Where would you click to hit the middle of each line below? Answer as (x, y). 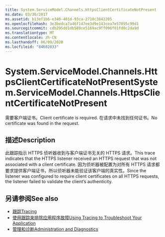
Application (24, 223)
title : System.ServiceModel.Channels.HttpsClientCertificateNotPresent (81, 10)
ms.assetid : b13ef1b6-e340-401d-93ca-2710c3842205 (59, 19)
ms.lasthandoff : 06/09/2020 (34, 42)
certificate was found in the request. (42, 123)
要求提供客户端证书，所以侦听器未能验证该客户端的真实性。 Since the (76, 171)
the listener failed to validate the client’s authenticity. (59, 182)
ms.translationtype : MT (30, 33)
